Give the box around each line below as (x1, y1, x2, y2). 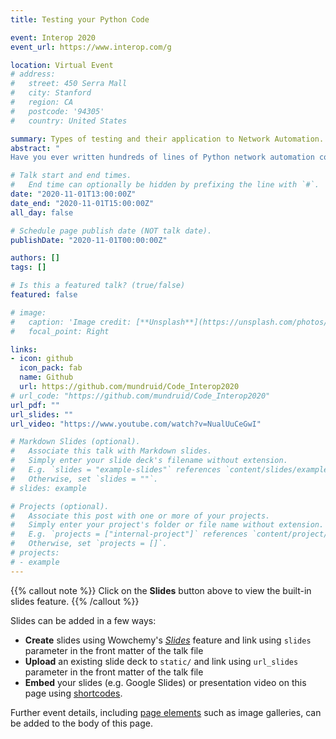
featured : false (10, 290, 78, 300)
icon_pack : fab (19, 363, 83, 373)
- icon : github (10, 354, 74, 364)
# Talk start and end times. (10, 171, 132, 181)
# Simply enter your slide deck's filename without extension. (10, 456, 288, 466)
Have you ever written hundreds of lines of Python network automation (10, 152, 315, 163)
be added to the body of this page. (10, 717, 153, 729)
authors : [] (10, 253, 60, 263)
